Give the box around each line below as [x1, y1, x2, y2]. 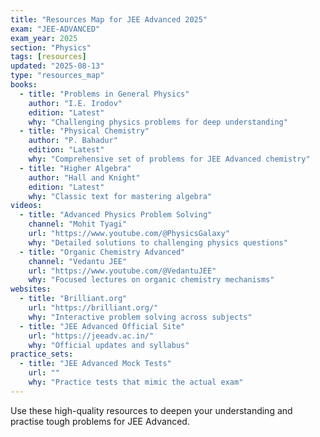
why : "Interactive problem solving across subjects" [28, 312, 253, 322]
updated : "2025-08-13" [10, 61, 105, 71]
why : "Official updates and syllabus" [28, 340, 190, 350]
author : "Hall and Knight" [28, 172, 141, 183]
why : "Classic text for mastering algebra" [28, 191, 213, 201]
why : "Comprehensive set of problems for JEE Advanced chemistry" [28, 154, 311, 164]
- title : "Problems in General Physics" [19, 89, 190, 99]
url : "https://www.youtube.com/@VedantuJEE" [28, 266, 217, 276]
